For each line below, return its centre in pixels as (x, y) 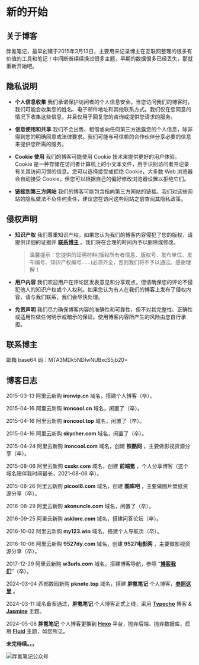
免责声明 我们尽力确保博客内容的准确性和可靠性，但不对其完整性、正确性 (104, 309)
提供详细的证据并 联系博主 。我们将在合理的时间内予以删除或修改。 (97, 242)
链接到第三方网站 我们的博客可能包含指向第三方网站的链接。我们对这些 (101, 191)
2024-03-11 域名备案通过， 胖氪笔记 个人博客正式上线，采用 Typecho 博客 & (99, 604)
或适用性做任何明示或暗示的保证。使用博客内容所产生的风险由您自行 (98, 317)
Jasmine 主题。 (25, 611)
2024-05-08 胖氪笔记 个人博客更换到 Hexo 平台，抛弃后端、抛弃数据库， (96, 624)
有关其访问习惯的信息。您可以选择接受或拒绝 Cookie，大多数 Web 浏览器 (104, 171)
